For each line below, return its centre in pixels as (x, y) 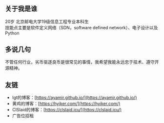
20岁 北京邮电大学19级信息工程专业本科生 (47, 21)
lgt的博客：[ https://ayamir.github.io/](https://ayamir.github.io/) (74, 98)
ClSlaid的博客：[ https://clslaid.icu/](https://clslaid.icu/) (67, 110)
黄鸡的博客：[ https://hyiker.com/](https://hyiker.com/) (66, 104)
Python (12, 33)
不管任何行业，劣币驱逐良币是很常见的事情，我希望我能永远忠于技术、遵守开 (82, 62)
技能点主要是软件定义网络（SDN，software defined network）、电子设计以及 (82, 27)
